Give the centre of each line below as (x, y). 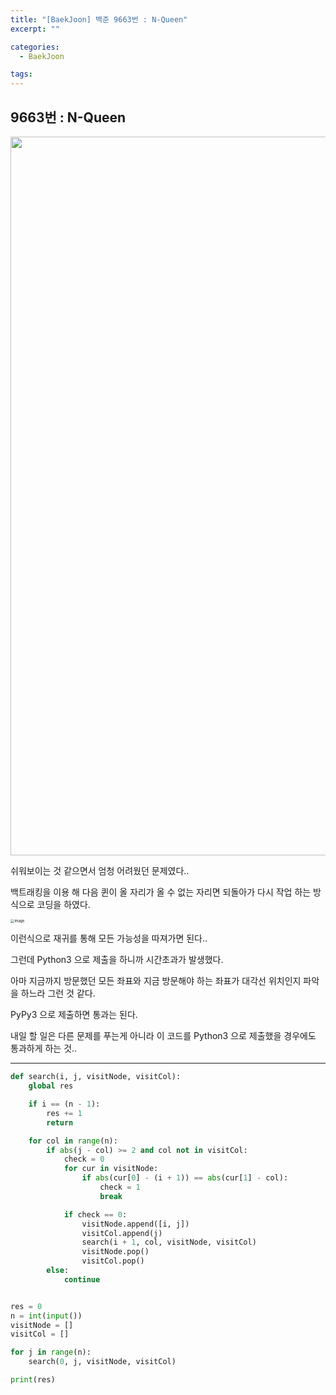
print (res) (33, 1380)
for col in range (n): (73, 1141)
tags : (21, 74)
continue (82, 1279)
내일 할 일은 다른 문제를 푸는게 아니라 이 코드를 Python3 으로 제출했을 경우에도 (163, 1036)
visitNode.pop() (115, 1252)
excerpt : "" (35, 29)
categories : (35, 47)
